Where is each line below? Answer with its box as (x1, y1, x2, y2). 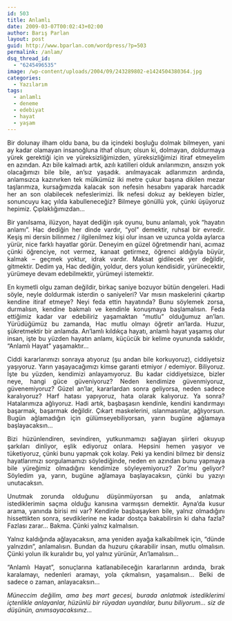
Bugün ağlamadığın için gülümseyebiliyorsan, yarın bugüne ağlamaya (7, 414, 225, 422)
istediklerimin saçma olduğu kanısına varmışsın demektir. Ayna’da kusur (7, 499, 225, 508)
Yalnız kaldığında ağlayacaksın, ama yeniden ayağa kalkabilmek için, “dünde (7, 535, 225, 543)
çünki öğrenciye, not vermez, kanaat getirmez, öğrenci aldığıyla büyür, (7, 247, 225, 256)
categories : (7, 74, 41, 82)
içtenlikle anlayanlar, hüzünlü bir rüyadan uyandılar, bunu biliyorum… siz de (7, 598, 225, 606)
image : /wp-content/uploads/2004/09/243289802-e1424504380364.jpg (7, 68, 202, 75)
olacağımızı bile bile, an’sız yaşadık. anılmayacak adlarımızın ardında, (7, 167, 225, 176)
